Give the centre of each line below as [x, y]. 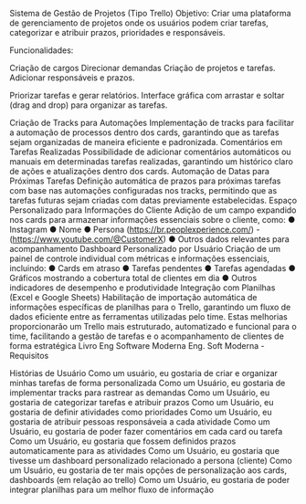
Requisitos [29, 356]
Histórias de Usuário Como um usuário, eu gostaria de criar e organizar [144, 373]
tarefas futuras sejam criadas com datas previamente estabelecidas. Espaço [153, 200]
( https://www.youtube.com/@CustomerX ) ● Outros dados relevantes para [149, 239]
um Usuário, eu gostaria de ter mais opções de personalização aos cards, [148, 470]
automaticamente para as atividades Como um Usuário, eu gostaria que [145, 451]
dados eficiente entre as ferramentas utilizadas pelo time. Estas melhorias [148, 317]
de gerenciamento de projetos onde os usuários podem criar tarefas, [139, 23]
